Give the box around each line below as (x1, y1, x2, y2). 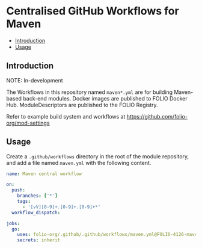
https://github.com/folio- (126, 113, 188, 120)
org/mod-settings (6, 119, 50, 126)
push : (11, 187, 26, 193)
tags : (17, 199, 31, 205)
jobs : (6, 220, 20, 226)
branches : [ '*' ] (17, 193, 58, 199)
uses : (17, 232, 31, 238)
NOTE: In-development (6, 76, 63, 84)
